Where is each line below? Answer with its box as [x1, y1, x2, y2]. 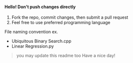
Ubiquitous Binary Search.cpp [11, 38, 72, 44]
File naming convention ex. [4, 29, 59, 35]
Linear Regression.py [11, 43, 54, 49]
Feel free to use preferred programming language [11, 20, 111, 25]
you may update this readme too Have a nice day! [16, 53, 116, 59]
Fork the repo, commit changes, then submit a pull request [11, 14, 129, 20]
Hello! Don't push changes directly [4, 4, 76, 10]
